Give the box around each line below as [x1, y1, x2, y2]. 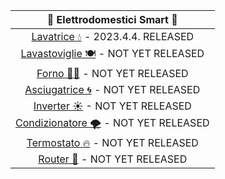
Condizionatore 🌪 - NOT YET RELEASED [15, 116, 210, 129]
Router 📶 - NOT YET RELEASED [38, 152, 188, 166]
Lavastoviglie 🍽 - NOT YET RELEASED [20, 47, 205, 60]
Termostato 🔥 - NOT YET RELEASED [26, 136, 199, 149]
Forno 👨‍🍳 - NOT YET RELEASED [36, 67, 189, 80]
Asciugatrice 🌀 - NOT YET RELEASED [24, 83, 201, 96]
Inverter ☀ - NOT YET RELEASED [33, 99, 192, 113]
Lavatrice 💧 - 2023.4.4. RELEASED [31, 30, 195, 43]
